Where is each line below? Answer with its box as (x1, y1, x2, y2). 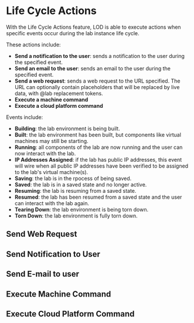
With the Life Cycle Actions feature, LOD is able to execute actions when (6, 23, 181, 30)
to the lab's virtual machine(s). (14, 168, 89, 175)
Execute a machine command (14, 96, 89, 103)
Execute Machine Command (6, 289, 111, 299)
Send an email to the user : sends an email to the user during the (14, 64, 171, 72)
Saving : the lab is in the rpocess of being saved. (14, 175, 132, 182)
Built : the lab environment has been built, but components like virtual (14, 131, 182, 138)
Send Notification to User (6, 249, 101, 259)
